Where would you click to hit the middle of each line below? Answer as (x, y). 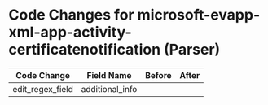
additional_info (109, 89)
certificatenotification (85, 50)
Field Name (109, 75)
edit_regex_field (43, 89)
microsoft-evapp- (199, 15)
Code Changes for (71, 15)
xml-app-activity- (70, 32)
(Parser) (192, 50)
